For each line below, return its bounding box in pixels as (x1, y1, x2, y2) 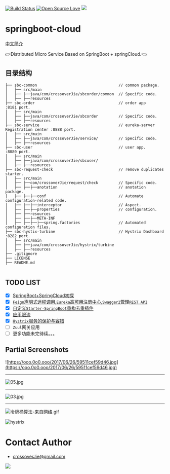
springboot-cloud (5, 23, 81, 35)
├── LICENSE (5, 256, 30, 261)
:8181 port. (5, 104, 30, 110)
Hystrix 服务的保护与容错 (12, 317, 64, 324)
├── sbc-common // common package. (5, 83, 159, 88)
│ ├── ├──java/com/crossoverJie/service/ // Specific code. (5, 136, 157, 141)
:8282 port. (5, 233, 30, 238)
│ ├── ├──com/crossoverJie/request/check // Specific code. (5, 180, 157, 185)
